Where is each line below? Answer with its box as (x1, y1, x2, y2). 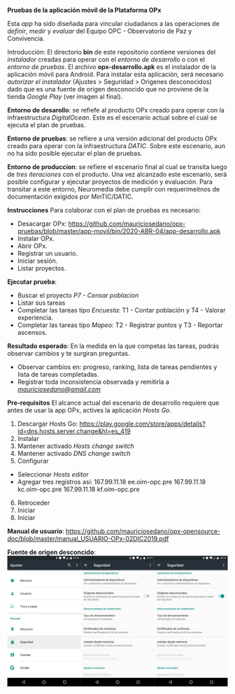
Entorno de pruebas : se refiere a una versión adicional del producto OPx (7, 134, 218, 143)
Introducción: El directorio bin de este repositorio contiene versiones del (7, 48, 216, 56)
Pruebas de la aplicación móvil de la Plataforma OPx (7, 6, 162, 14)
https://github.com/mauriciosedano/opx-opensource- (65, 527, 221, 535)
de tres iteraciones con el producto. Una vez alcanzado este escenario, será (7, 171, 227, 178)
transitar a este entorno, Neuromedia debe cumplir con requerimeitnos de (7, 185, 220, 193)
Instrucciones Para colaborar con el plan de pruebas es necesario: (7, 206, 201, 214)
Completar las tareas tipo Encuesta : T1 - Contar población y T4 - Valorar (17, 306, 226, 314)
